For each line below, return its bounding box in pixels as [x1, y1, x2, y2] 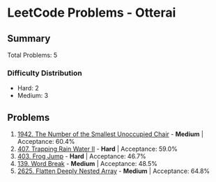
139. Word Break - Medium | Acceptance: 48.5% [17, 160, 158, 168]
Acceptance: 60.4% [17, 138, 75, 146]
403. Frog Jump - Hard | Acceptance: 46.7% [17, 152, 146, 160]
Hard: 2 [17, 84, 40, 92]
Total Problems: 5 [7, 51, 58, 59]
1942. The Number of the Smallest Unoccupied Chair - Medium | [17, 130, 204, 138]
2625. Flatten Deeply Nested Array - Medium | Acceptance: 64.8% [17, 167, 210, 175]
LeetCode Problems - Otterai [7, 5, 176, 21]
